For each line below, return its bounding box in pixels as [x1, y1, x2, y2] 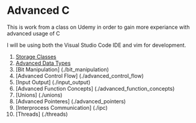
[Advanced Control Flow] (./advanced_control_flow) [15, 72, 144, 79]
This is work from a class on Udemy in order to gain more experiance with [7, 23, 190, 31]
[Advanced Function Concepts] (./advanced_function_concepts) [15, 85, 175, 92]
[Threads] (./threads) [15, 110, 68, 118]
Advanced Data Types [15, 59, 71, 67]
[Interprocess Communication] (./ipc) [15, 104, 108, 111]
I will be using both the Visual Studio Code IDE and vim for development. [7, 41, 186, 49]
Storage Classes [15, 53, 57, 60]
